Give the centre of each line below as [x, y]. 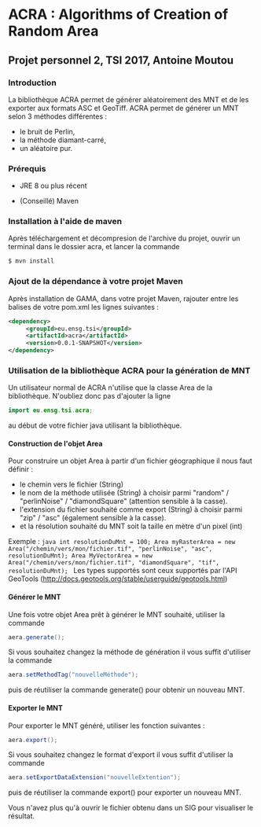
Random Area [53, 31]
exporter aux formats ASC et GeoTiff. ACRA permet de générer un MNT [124, 108]
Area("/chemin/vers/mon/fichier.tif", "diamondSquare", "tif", [114, 563]
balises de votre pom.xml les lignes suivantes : [84, 307]
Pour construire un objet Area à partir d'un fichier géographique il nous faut [130, 461]
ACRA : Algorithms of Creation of [118, 15]
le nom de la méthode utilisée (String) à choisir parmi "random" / [124, 493]
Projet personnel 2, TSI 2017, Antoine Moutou [121, 60]
